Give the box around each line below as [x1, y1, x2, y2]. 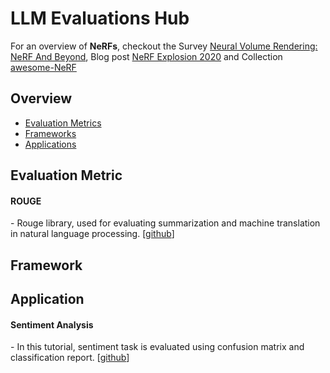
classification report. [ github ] [10, 352, 130, 364]
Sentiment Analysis [10, 318, 94, 331]
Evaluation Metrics [24, 117, 102, 129]
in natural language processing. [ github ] [10, 228, 175, 240]
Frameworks [24, 127, 77, 139]
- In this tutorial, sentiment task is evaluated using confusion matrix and [10, 341, 305, 353]
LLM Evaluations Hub [10, 7, 190, 30]
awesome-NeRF [10, 61, 77, 73]
